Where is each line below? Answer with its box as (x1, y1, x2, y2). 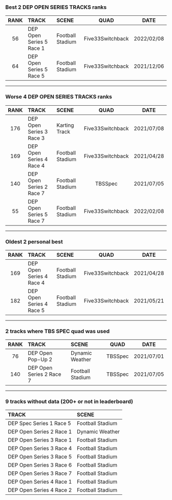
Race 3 (28, 134, 45, 142)
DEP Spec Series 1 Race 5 (8, 420, 72, 427)
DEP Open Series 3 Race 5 (8, 453, 72, 460)
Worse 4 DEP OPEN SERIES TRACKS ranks (5, 93, 113, 101)
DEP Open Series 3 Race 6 (8, 461, 72, 469)
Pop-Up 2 (28, 356, 53, 363)
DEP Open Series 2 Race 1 (8, 428, 72, 435)
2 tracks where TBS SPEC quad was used (5, 328, 110, 335)
